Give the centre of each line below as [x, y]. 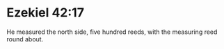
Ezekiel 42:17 [46, 13]
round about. [25, 39]
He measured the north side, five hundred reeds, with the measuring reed [112, 32]
